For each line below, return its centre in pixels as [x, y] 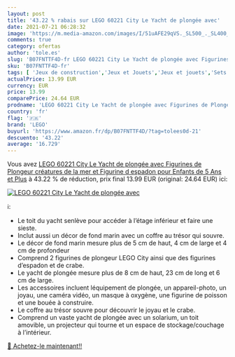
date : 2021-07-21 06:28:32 [47, 27]
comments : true [29, 40]
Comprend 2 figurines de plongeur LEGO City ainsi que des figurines [116, 258]
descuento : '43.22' [36, 137]
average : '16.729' [34, 144]
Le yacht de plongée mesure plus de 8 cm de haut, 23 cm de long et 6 [119, 273]
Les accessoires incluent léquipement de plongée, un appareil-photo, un [122, 288]
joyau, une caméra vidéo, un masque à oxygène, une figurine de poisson [122, 295]
